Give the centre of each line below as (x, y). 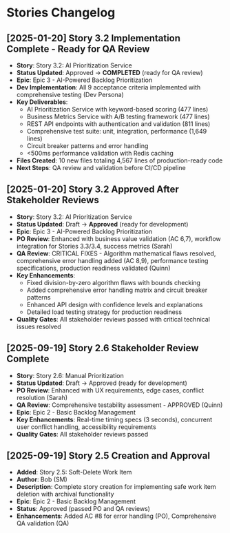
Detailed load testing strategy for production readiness (104, 312)
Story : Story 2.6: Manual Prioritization (70, 375)
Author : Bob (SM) (42, 479)
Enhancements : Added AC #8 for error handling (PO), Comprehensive (116, 516)
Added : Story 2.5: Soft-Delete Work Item (74, 472)
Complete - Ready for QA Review (78, 49)
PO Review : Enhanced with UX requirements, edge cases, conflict (110, 390)
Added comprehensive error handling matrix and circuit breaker (117, 290)
